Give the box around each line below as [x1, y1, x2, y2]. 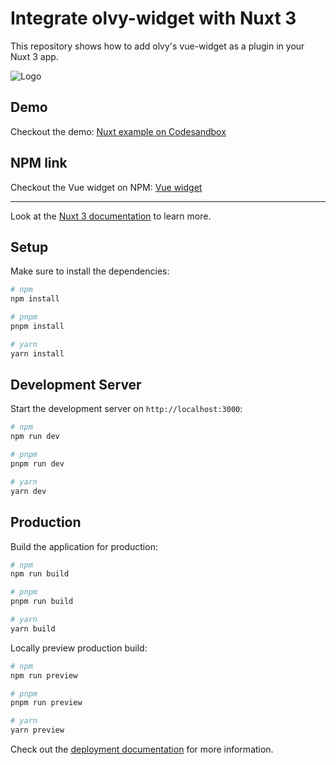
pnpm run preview [10, 698, 83, 708]
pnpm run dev [10, 459, 65, 469]
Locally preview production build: [10, 642, 148, 654]
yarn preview [10, 725, 65, 736]
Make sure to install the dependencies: [10, 265, 170, 277]
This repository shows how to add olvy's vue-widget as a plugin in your [10, 40, 305, 52]
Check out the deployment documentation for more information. [10, 743, 274, 755]
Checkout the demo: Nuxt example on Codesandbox [10, 125, 227, 137]
